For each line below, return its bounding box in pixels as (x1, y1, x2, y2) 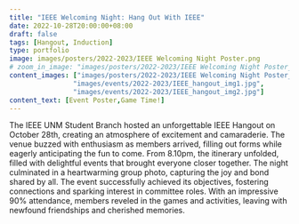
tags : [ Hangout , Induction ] (9, 37, 114, 47)
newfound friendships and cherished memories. (9, 205, 185, 216)
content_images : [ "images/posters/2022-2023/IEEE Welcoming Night (9, 71, 261, 80)
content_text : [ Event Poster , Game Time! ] (9, 95, 166, 105)
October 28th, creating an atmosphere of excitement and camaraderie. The (9, 130, 286, 140)
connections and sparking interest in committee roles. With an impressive (9, 186, 279, 196)
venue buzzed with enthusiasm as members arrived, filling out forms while (9, 139, 282, 149)
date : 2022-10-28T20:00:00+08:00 (9, 21, 133, 30)
